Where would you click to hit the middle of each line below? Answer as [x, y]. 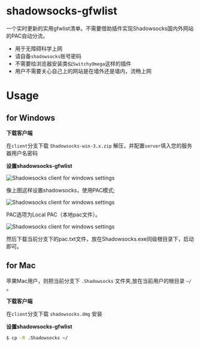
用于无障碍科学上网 [39, 49]
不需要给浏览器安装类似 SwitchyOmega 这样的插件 [73, 64]
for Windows [31, 118]
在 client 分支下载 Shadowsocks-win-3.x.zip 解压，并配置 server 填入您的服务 [99, 146]
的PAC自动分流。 [27, 36]
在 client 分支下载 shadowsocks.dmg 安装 [54, 313]
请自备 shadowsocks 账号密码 [48, 56]
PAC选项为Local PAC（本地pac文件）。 [53, 215]
